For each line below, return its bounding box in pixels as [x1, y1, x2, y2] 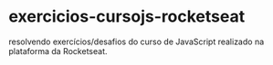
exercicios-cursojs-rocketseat [8, 6, 246, 27]
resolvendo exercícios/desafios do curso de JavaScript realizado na [8, 36, 265, 47]
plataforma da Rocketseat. [8, 45, 108, 56]
